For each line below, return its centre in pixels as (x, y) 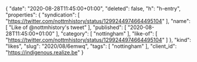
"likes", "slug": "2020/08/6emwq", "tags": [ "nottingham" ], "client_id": (91, 46)
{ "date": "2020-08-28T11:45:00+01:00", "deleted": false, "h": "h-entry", (93, 9)
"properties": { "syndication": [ (43, 15)
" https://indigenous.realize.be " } (45, 52)
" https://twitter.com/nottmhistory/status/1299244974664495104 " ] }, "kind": (98, 40)
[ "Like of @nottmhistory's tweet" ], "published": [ (66, 27)
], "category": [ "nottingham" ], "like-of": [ (106, 34)
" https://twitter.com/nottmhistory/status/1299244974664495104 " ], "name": (98, 21)
